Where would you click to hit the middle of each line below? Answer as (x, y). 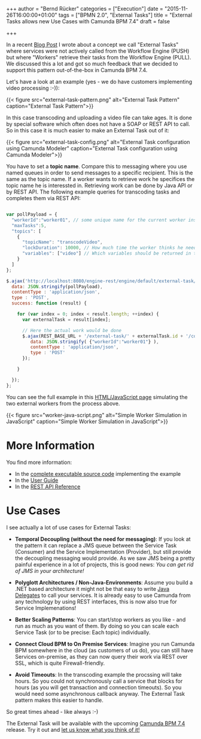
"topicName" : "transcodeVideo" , (62, 242)
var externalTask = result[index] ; (66, 319)
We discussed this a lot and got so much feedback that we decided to (92, 64)
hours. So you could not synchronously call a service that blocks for (99, 681)
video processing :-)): (33, 88)
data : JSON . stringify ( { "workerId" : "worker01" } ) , (95, 342)
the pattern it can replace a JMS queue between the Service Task (96, 545)
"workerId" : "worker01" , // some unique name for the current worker (99, 220)
